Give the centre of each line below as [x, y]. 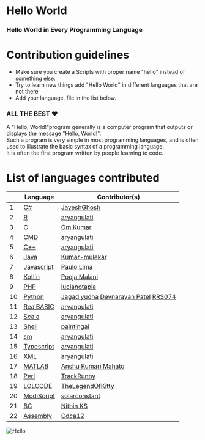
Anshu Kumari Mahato [93, 366]
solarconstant [81, 396]
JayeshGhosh [81, 207]
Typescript [39, 346]
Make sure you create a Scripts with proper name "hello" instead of [100, 72]
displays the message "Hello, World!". [54, 134]
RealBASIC [39, 307]
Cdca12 [73, 416]
